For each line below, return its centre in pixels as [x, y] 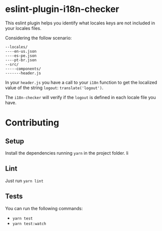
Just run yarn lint [24, 181]
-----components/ [23, 69]
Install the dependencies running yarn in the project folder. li [67, 153]
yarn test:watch [29, 224]
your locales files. [23, 28]
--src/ [12, 64]
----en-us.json [21, 51]
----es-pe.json [21, 56]
